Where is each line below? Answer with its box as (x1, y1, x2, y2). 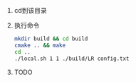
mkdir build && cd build (14, 35, 88, 42)
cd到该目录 (14, 6, 48, 14)
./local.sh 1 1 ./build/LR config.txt (14, 55, 130, 62)
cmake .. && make (14, 42, 66, 49)
